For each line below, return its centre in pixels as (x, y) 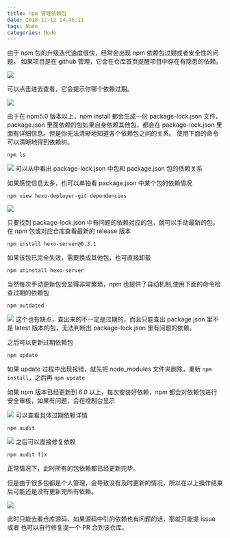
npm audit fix (27, 455)
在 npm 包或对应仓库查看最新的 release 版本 (69, 231)
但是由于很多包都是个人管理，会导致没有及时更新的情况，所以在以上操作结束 (115, 483)
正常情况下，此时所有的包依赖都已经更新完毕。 (73, 468)
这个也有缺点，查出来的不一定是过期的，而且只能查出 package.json (110, 319)
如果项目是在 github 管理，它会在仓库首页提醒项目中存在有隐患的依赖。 (121, 62)
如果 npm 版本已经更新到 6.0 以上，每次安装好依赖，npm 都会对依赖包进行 (112, 392)
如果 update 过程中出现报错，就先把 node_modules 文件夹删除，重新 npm (110, 369)
